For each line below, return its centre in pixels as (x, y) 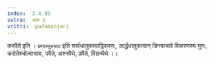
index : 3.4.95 (29, 13)
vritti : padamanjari (38, 26)
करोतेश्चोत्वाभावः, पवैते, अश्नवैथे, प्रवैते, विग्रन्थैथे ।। (63, 54)
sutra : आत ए (26, 20)
